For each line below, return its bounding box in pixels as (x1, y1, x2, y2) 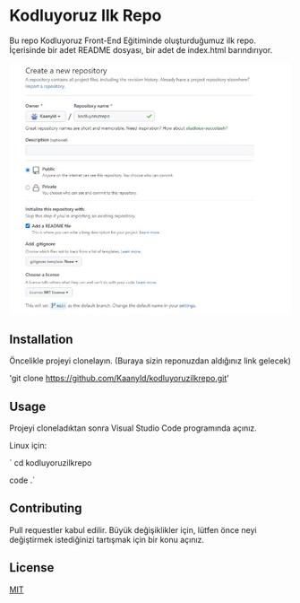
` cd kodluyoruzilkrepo (9, 458, 92, 468)
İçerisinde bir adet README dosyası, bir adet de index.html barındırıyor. (9, 44, 273, 55)
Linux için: (9, 441, 47, 450)
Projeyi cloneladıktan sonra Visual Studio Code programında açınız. (9, 423, 257, 433)
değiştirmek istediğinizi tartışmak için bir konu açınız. (9, 534, 204, 545)
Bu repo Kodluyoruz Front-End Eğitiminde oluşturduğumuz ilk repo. (9, 35, 257, 46)
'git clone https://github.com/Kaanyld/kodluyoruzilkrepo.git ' (9, 373, 230, 384)
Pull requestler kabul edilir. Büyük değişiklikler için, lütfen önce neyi (9, 524, 257, 535)
